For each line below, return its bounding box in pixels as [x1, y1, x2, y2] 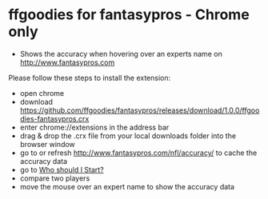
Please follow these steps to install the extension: [8, 73, 171, 82]
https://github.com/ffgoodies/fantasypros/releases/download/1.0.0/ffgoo [19, 105, 260, 115]
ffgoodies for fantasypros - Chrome [8, 6, 250, 24]
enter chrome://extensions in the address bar [19, 122, 170, 132]
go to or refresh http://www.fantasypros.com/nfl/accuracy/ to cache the [19, 148, 258, 157]
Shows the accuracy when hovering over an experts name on [19, 49, 222, 58]
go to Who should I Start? [19, 165, 104, 174]
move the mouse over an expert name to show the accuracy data [19, 181, 234, 191]
